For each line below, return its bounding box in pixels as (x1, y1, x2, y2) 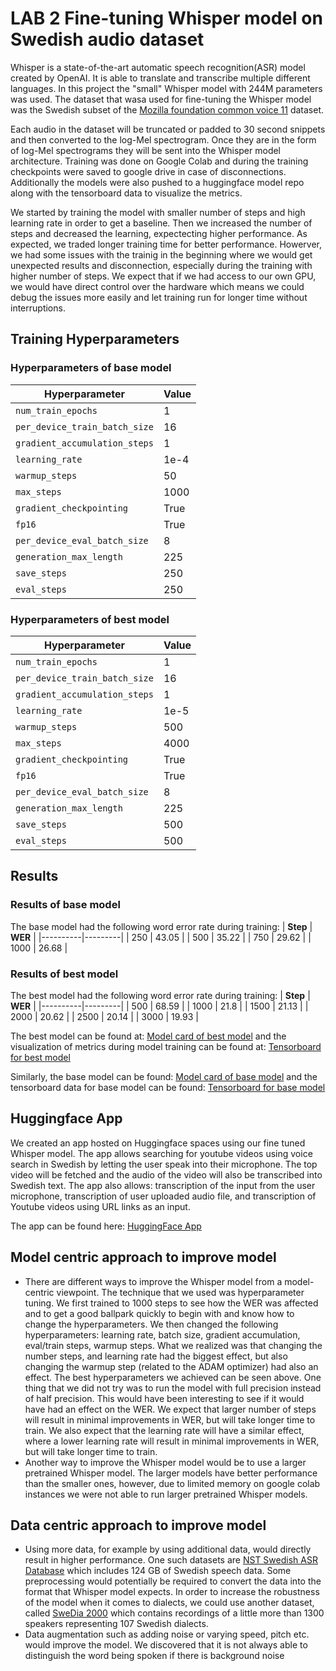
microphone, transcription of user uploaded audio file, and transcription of (10, 1190, 317, 1202)
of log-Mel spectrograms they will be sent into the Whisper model (10, 144, 282, 156)
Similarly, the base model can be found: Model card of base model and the (10, 1070, 318, 1082)
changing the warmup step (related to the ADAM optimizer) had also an (24, 1360, 319, 1372)
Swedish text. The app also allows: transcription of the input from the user (10, 1179, 316, 1191)
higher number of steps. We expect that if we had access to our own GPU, (10, 270, 317, 282)
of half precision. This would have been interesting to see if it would (24, 1392, 305, 1404)
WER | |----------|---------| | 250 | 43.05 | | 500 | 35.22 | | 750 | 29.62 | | (10, 931, 312, 943)
